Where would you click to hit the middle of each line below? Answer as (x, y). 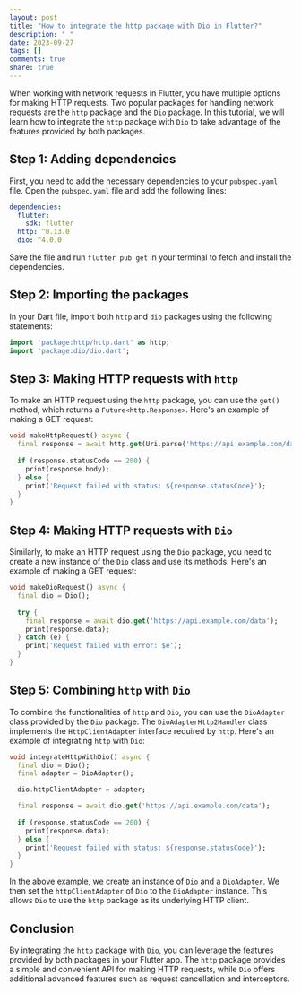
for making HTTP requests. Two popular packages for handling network (142, 102)
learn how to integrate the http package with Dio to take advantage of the (145, 121)
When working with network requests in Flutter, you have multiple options (145, 93)
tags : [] (26, 51)
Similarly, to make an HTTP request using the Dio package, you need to (141, 552)
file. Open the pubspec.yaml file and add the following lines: (118, 190)
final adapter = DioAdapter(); (76, 773)
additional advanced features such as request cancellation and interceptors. (150, 979)
